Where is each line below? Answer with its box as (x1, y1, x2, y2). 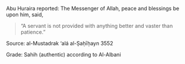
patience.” (20, 29, 46, 35)
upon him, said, (6, 11, 44, 18)
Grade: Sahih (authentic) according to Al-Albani (6, 51, 121, 58)
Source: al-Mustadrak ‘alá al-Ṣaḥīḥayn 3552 (6, 40, 114, 47)
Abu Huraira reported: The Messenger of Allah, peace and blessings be (6, 5, 180, 12)
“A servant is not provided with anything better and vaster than (20, 23, 173, 29)
